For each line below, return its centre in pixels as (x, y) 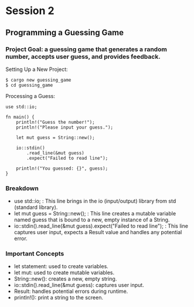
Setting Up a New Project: (37, 69)
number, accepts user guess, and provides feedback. (83, 56)
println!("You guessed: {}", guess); (62, 168)
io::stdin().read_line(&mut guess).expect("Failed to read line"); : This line (101, 226)
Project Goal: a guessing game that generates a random (86, 49)
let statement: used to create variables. (61, 266)
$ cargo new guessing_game (38, 80)
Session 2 (30, 11)
